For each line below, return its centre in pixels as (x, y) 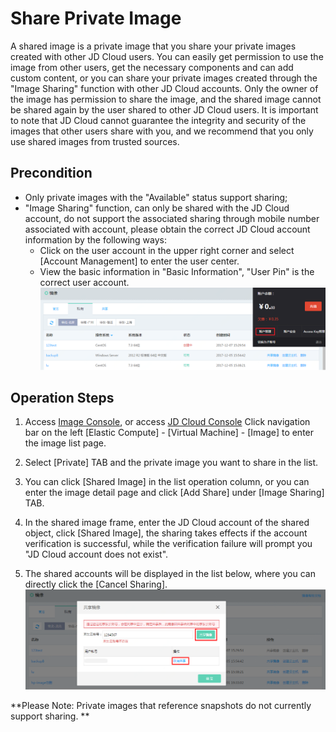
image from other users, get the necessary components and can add (152, 67)
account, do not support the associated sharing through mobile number (172, 218)
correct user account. (84, 282)
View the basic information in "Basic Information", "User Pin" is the (177, 271)
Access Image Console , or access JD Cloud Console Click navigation (167, 422)
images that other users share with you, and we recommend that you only (162, 131)
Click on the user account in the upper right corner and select (167, 250)
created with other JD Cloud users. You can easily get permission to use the (167, 56)
